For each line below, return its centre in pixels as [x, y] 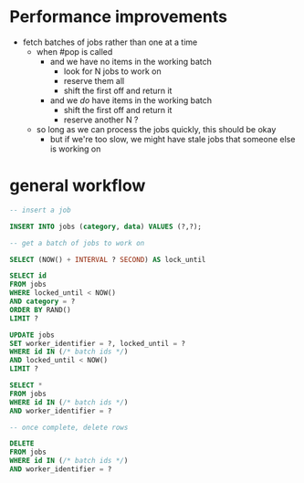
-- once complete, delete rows [69, 427]
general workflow [78, 186]
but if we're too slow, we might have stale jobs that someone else [173, 139]
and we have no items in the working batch [131, 61]
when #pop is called [74, 51]
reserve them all [94, 80]
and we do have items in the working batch [131, 100]
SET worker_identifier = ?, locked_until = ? [97, 343]
